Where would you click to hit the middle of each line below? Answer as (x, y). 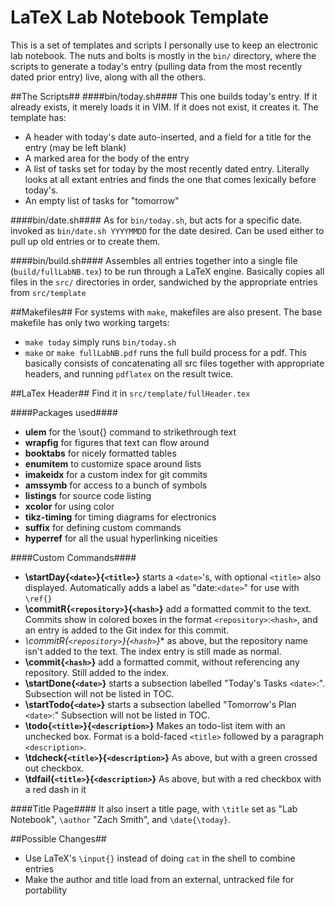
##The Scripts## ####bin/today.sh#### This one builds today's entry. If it (164, 96)
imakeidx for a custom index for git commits (116, 474)
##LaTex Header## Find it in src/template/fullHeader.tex (130, 393)
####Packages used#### (64, 412)
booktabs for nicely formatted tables (100, 453)
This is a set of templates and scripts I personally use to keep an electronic (164, 45)
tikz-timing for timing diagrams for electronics (120, 517)
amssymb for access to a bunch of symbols (116, 485)
